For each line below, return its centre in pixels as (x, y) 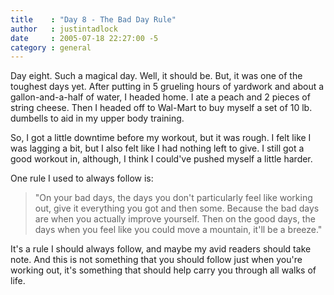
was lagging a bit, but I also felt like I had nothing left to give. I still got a (157, 148)
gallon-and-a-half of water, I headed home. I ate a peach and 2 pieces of (160, 97)
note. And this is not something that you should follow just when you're (156, 260)
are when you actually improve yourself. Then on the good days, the (175, 219)
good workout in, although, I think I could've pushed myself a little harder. (161, 159)
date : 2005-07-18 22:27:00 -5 (84, 38)
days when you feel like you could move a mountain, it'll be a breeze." (178, 230)
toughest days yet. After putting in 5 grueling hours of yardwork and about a (167, 87)
